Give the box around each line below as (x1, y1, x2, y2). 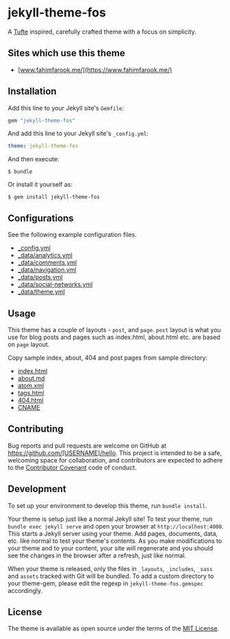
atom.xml (17, 381, 44, 389)
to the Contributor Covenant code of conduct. (8, 463, 137, 472)
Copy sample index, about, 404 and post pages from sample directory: (8, 353, 208, 362)
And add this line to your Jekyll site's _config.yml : (8, 129, 149, 138)
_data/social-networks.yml (17, 280, 93, 289)
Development (8, 483, 67, 495)
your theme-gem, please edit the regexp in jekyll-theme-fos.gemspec (8, 579, 204, 588)
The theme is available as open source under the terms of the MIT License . (8, 625, 220, 633)
